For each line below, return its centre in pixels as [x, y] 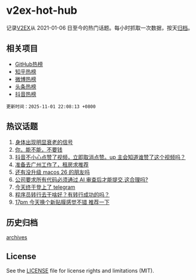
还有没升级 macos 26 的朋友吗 [52, 172]
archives [17, 237]
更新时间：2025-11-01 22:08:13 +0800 [51, 106]
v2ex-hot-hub [42, 10]
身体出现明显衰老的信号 [44, 142]
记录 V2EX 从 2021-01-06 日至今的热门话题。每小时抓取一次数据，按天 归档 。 [100, 28]
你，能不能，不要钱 [39, 149]
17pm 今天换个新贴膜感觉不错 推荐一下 [62, 202]
